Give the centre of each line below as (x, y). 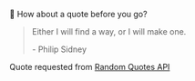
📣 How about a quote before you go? (78, 14)
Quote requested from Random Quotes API (90, 67)
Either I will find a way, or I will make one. (109, 31)
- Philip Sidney (59, 49)
